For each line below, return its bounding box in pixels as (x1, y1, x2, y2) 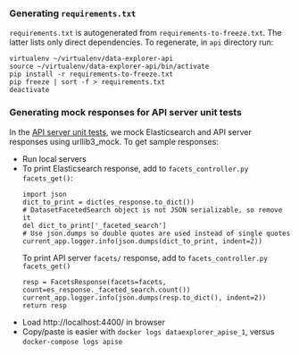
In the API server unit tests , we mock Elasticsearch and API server (9, 126, 252, 137)
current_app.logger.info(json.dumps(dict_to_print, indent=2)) (21, 236, 263, 246)
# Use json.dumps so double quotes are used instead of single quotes (21, 229, 291, 238)
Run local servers (21, 153, 87, 164)
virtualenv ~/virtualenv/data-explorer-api (9, 55, 174, 63)
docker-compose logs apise (21, 337, 123, 346)
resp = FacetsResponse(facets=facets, (21, 277, 167, 286)
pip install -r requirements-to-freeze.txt (9, 70, 174, 79)
